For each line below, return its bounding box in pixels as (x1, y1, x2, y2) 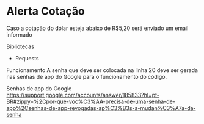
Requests (15, 54, 39, 62)
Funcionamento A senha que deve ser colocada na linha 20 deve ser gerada (6, 66, 199, 74)
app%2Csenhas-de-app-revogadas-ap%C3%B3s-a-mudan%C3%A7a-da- (6, 104, 197, 111)
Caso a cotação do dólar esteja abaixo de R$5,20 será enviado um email (6, 24, 189, 32)
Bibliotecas (6, 43, 35, 50)
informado (6, 31, 32, 38)
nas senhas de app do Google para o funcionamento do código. (6, 73, 167, 80)
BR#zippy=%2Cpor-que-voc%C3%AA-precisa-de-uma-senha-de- (6, 98, 175, 105)
